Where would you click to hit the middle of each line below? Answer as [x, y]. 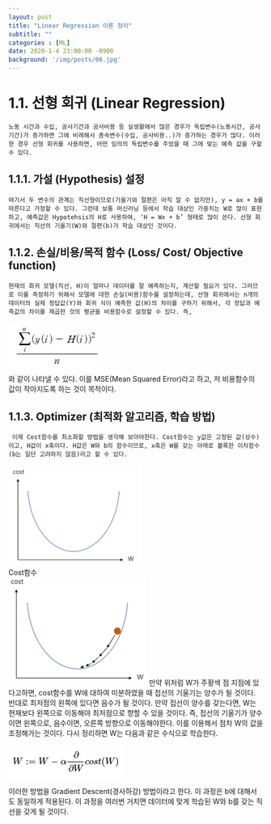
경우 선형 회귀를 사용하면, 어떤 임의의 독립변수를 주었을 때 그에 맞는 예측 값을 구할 [140, 144]
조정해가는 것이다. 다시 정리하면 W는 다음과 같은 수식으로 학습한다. [113, 733]
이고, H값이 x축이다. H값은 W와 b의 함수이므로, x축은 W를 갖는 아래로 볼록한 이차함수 [134, 446]
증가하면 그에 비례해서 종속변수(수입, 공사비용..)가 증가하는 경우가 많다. [139, 135]
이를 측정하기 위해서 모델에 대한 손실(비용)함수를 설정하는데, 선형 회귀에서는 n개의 [138, 294]
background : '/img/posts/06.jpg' [65, 60]
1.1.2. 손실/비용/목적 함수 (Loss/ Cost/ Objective [126, 253]
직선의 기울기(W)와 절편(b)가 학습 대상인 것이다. [106, 226]
